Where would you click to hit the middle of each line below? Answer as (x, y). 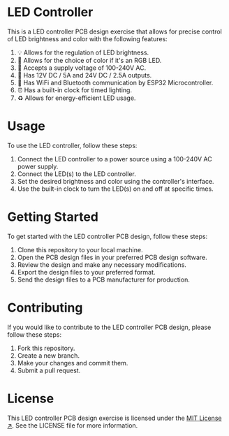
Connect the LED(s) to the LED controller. (76, 174)
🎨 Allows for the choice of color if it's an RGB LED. (89, 60)
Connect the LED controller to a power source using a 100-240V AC (114, 159)
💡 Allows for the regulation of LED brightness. (83, 52)
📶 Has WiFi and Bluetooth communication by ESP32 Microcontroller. (115, 82)
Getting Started (53, 217)
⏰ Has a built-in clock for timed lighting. (75, 90)
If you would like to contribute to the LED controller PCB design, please (109, 327)
